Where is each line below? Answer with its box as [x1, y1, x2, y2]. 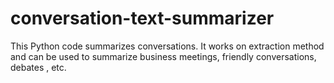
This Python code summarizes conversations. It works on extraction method [10, 40, 325, 52]
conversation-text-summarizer [10, 7, 275, 30]
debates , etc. [10, 61, 67, 73]
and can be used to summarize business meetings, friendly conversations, [10, 50, 317, 62]
